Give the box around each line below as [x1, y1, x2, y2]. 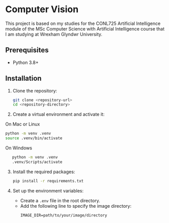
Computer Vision [5, 4, 79, 15]
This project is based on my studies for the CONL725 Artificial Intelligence [5, 20, 161, 26]
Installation [5, 74, 42, 83]
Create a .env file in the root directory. [20, 197, 100, 204]
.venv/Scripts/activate [12, 159, 63, 165]
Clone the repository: [12, 87, 58, 93]
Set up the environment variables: [12, 187, 84, 194]
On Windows [5, 145, 32, 151]
